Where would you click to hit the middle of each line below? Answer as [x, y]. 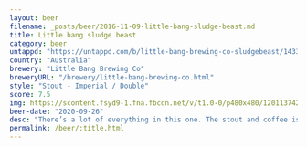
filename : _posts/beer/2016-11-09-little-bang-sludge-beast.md [132, 26]
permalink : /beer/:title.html [67, 129]
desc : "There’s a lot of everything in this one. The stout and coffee [148, 120]
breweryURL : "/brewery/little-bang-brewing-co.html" [112, 78]
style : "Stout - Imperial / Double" [79, 86]
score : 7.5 [30, 94]
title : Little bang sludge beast [73, 35]
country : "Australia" [51, 60]
